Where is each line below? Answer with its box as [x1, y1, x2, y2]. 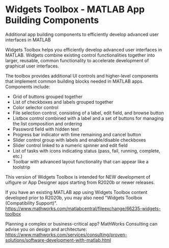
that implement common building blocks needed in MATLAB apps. [5, 78, 144, 84]
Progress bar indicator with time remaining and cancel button [12, 131, 142, 137]
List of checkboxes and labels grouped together [12, 98, 114, 105]
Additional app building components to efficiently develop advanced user [5, 31, 159, 37]
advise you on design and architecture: [5, 226, 88, 232]
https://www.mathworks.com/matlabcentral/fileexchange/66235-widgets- [5, 205, 161, 211]
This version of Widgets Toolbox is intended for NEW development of [5, 173, 151, 180]
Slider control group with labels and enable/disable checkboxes [12, 137, 146, 143]
